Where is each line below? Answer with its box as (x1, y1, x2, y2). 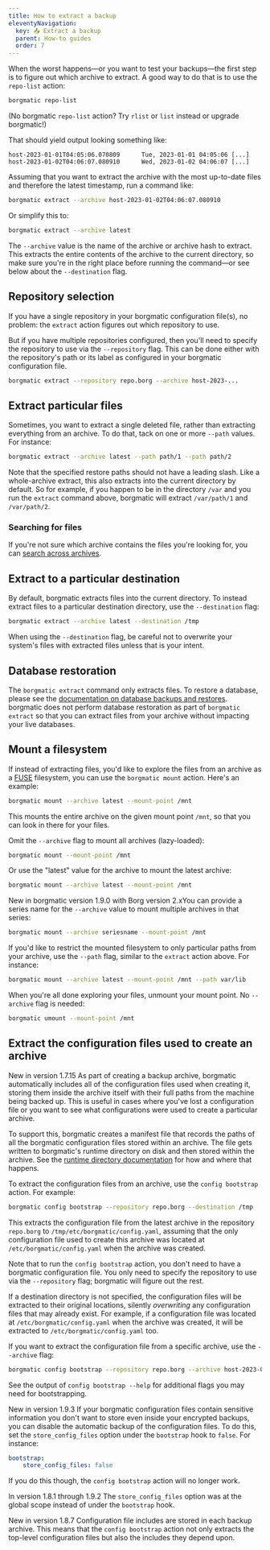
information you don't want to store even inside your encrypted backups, (8, 1412, 250, 1422)
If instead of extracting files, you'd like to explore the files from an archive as (8, 764, 262, 774)
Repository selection (8, 290, 115, 304)
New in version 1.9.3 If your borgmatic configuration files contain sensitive (8, 1404, 254, 1414)
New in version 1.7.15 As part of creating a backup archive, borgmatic (8, 1070, 237, 1080)
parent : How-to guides (15, 34, 92, 43)
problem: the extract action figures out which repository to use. (8, 320, 220, 329)
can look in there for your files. (8, 820, 110, 829)
